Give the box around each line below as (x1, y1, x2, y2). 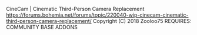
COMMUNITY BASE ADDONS (6, 24, 78, 30)
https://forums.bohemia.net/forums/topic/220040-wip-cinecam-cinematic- (6, 11, 189, 18)
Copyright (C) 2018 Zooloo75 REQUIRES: (93, 18, 192, 24)
